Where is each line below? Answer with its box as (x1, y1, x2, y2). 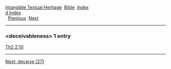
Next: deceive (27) (5, 58, 44, 65)
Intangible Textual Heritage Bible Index (5, 5, 89, 10)
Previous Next (7, 15, 39, 21)
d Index (5, 10, 21, 16)
